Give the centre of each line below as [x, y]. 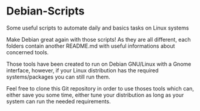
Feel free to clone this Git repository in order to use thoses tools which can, [100, 88]
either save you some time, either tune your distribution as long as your [95, 95]
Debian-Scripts [45, 11]
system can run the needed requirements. [58, 101]
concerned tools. [28, 52]
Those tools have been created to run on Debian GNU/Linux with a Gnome [99, 64]
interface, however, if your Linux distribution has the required [82, 70]
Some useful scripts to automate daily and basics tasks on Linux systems [98, 28]
